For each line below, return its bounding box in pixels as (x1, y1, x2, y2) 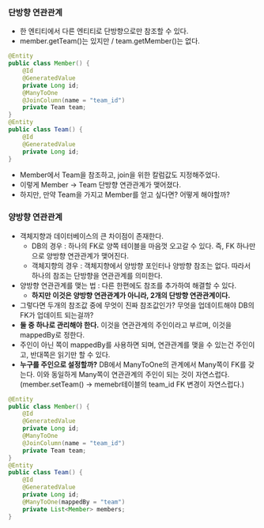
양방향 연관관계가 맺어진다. (46, 251, 129, 260)
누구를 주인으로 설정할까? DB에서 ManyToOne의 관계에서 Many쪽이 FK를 (19, 360, 247, 369)
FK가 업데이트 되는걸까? (19, 310, 94, 319)
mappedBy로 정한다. (19, 330, 85, 339)
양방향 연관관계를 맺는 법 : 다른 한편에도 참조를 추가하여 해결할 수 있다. (19, 281, 237, 290)
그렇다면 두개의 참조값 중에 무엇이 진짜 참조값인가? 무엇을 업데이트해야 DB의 (19, 300, 255, 310)
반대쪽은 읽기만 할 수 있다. (30, 349, 111, 359)
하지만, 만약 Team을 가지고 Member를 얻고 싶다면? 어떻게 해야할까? (19, 190, 231, 199)
